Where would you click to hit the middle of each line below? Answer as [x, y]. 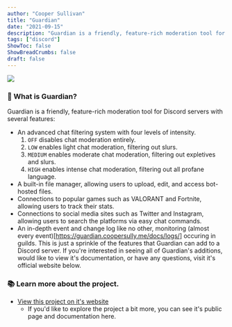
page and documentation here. [72, 317]
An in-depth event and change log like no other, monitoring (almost [113, 229]
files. [46, 191]
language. [42, 177]
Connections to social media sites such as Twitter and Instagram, [110, 214]
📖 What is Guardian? [42, 96]
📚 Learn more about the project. [63, 284]
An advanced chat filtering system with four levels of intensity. [107, 132]
